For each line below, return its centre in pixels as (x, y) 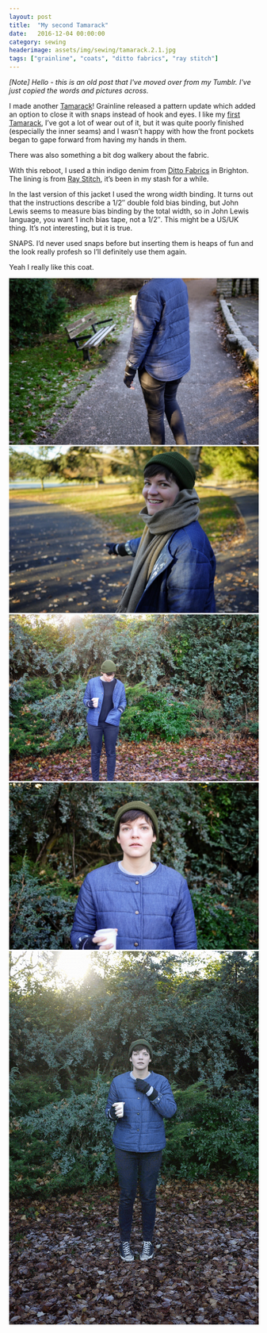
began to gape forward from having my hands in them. (98, 140)
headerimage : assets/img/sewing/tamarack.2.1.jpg (93, 50)
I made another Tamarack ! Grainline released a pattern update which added (132, 106)
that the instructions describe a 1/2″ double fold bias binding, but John (124, 203)
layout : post (31, 17)
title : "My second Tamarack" (59, 25)
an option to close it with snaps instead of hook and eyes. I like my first (125, 114)
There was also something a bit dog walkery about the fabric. (109, 155)
